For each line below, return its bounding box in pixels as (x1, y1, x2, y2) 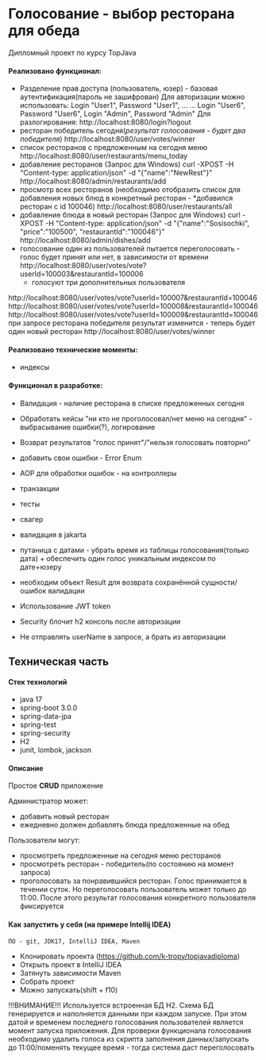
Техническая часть (8, 655, 110, 668)
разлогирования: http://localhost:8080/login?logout (19, 117, 192, 127)
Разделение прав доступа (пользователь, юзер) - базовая (19, 84, 218, 94)
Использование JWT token (19, 601, 111, 611)
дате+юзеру (19, 562, 62, 571)
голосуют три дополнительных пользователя (31, 278, 185, 287)
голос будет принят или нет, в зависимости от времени (19, 252, 209, 262)
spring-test (19, 720, 57, 730)
